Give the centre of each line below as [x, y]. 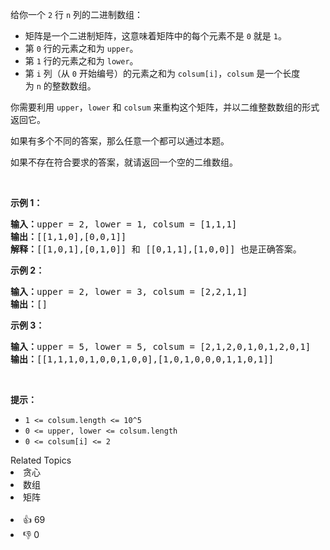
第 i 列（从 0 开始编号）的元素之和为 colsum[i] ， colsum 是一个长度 [162, 73]
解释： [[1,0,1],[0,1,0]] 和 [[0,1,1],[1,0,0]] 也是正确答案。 [156, 249]
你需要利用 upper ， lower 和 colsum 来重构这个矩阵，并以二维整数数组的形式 [165, 107]
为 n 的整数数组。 [60, 86]
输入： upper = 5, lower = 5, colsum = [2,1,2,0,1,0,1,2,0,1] [161, 346]
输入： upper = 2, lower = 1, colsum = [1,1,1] [124, 224]
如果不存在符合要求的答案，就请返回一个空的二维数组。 [124, 162]
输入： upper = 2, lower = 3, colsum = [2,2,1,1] [129, 291]
